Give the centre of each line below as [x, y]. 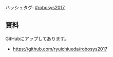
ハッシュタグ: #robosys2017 [35, 7]
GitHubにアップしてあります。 [37, 39]
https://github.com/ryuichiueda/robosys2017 [60, 49]
